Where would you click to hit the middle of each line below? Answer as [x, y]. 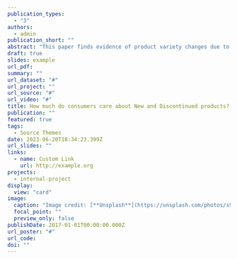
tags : [15, 126]
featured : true [30, 119]
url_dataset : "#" [33, 80]
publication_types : [36, 14]
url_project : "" [31, 87]
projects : [22, 172]
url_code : [22, 238]
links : [17, 153]
